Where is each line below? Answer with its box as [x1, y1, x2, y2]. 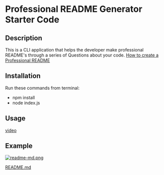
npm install [12, 94, 35, 100]
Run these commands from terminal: [5, 85, 80, 91]
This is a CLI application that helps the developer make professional [5, 47, 144, 53]
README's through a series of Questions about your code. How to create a [5, 52, 159, 58]
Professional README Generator [5, 3, 143, 15]
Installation [5, 72, 41, 80]
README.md [5, 165, 31, 171]
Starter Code [5, 14, 60, 25]
